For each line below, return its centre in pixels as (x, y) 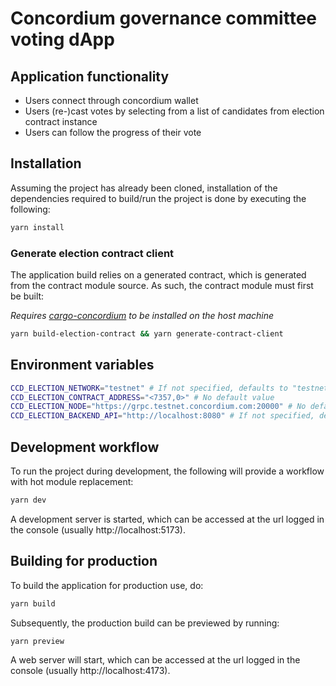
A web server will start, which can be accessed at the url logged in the (155, 660)
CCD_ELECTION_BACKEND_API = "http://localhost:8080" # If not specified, (162, 416)
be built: (27, 296)
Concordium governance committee (163, 18)
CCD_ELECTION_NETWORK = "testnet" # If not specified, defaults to (149, 388)
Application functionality (90, 76)
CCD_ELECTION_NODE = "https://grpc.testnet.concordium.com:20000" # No (158, 407)
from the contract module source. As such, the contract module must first (162, 285)
